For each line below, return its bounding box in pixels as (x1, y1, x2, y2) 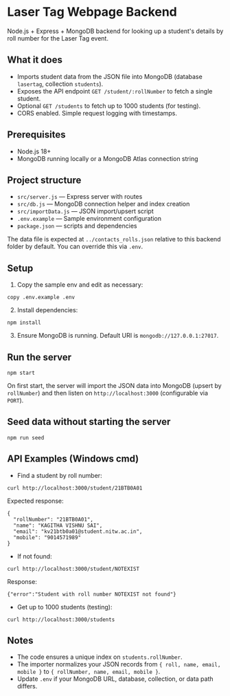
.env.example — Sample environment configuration (16, 215, 162, 223)
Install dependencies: (16, 306, 78, 314)
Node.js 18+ (16, 147, 51, 155)
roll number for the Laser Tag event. (7, 34, 108, 42)
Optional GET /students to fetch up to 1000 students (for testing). (16, 101, 201, 110)
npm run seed (7, 434, 45, 441)
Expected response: (7, 497, 64, 505)
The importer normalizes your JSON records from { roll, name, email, (16, 660, 221, 668)
